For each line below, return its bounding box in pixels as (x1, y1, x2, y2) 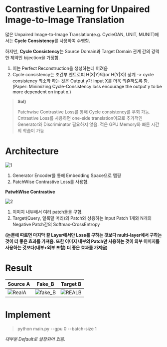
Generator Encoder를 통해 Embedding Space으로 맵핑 (12, 172, 121, 179)
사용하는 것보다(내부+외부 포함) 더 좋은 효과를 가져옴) (5, 244, 108, 250)
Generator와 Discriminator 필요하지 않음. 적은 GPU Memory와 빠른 (17, 121, 151, 127)
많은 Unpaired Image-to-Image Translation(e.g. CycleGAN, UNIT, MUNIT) (5, 31, 156, 37)
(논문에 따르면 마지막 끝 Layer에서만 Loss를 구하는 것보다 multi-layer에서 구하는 (5, 232, 162, 238)
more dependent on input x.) (12, 89, 71, 95)
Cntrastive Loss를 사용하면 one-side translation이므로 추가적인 (17, 115, 143, 121)
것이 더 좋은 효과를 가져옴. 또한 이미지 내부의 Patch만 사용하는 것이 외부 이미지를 (5, 238, 160, 244)
